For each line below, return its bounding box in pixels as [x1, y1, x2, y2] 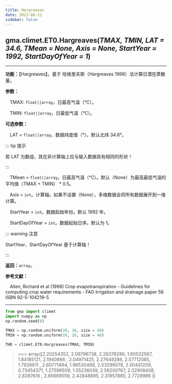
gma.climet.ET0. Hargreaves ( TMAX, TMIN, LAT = [5, 36, 165, 45]
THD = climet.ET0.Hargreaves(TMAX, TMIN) [5, 342, 95, 347]
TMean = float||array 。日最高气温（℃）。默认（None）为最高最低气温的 [10, 175, 166, 181]
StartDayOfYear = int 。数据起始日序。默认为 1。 [10, 220, 113, 226]
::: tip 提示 [5, 143, 27, 149]
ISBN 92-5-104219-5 [5, 294, 50, 301]
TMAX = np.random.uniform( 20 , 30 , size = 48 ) [5, 328, 104, 333]
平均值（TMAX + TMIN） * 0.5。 [5, 181, 74, 187]
